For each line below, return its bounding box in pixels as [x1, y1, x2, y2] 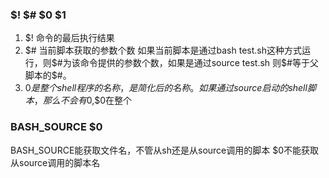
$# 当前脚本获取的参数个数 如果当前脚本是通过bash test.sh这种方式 [24, 44, 302, 57]
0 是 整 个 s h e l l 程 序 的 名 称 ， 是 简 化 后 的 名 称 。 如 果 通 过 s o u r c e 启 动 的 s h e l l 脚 [24, 82, 317, 94]
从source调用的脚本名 [10, 156, 101, 168]
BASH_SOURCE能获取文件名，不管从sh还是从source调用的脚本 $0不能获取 [10, 144, 320, 156]
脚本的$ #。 [24, 69, 72, 82]
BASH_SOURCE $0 [10, 120, 103, 134]
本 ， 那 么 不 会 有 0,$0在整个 [24, 94, 133, 107]
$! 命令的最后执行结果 [24, 32, 115, 44]
